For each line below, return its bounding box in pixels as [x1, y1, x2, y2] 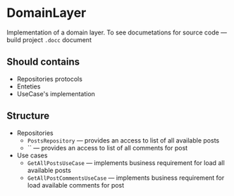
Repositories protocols [16, 74, 82, 83]
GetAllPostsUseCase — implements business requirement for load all [27, 158, 225, 166]
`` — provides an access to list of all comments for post [27, 143, 188, 152]
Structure [6, 110, 50, 122]
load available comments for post [27, 181, 125, 189]
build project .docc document [6, 35, 92, 44]
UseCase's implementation [16, 89, 96, 98]
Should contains [6, 56, 80, 68]
